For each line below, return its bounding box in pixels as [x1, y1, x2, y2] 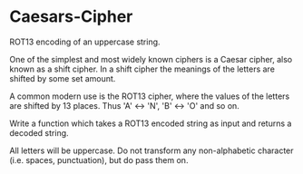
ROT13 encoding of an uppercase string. [9, 36, 161, 47]
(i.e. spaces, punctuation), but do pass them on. [9, 154, 189, 165]
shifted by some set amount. [9, 72, 116, 83]
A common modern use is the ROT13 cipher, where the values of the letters [9, 91, 290, 101]
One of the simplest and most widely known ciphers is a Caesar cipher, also [9, 53, 293, 64]
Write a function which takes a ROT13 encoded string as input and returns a [9, 118, 292, 129]
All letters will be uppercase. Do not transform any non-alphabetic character [9, 145, 294, 156]
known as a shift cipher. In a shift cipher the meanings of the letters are [9, 63, 275, 74]
